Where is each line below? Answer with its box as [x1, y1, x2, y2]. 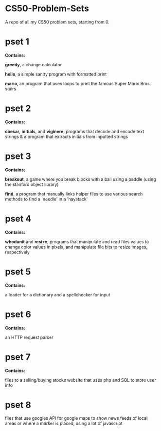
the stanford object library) [5, 181, 59, 187]
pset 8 [5, 399, 32, 410]
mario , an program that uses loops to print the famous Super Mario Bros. [5, 80, 151, 86]
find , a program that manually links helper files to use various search [5, 191, 143, 196]
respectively [5, 249, 30, 255]
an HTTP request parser [5, 334, 54, 340]
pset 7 [5, 352, 31, 362]
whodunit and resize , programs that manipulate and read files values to [5, 238, 149, 244]
